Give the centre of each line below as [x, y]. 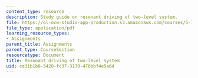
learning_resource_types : [38, 33]
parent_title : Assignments [39, 45]
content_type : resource [35, 11]
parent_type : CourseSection [41, 50]
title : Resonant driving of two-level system [63, 60]
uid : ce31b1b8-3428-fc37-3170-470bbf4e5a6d [60, 66]
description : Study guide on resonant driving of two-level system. [92, 17]
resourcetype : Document [35, 55]
